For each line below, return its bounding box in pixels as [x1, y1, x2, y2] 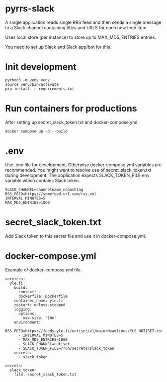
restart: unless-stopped [14, 302, 66, 308]
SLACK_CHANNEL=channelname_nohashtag [5, 187, 83, 192]
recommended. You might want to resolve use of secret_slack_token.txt [5, 167, 152, 173]
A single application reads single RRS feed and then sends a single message [5, 19, 162, 25]
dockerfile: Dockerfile [18, 294, 68, 299]
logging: [14, 307, 32, 312]
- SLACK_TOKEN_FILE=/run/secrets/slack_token [18, 346, 114, 351]
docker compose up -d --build [5, 128, 68, 134]
